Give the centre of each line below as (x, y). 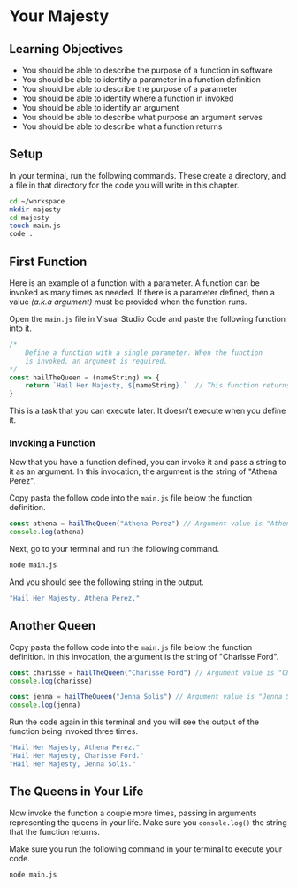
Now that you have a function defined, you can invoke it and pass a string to (148, 463)
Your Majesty (59, 16)
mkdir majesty (35, 210)
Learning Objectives (66, 49)
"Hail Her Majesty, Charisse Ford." (76, 756)
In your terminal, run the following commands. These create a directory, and (148, 175)
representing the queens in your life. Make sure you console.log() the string (148, 822)
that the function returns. (54, 831)
